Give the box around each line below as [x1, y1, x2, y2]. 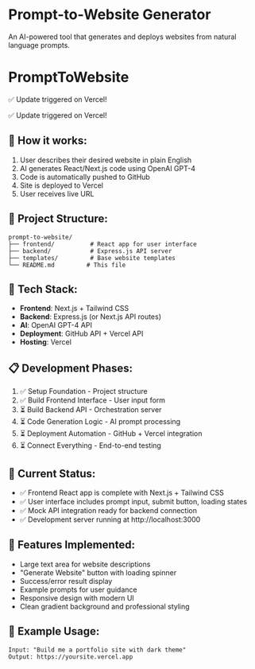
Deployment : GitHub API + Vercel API [19, 329, 144, 339]
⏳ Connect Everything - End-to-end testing [19, 441, 161, 450]
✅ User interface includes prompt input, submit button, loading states [19, 496, 248, 506]
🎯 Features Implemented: [8, 539, 135, 552]
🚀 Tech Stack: [8, 282, 78, 296]
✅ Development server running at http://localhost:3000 [19, 515, 201, 524]
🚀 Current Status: [8, 467, 96, 480]
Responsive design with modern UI [19, 593, 135, 602]
